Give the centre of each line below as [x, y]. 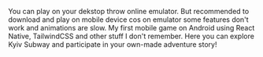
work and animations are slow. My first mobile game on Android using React [131, 28]
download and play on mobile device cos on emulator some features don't [129, 20]
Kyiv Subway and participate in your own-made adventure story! [113, 45]
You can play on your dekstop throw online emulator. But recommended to [129, 11]
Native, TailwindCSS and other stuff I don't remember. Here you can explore [131, 36]
